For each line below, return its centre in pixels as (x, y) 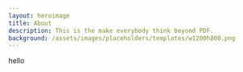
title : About (30, 23)
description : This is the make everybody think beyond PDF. (111, 30)
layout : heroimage (39, 16)
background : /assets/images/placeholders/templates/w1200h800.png (122, 38)
